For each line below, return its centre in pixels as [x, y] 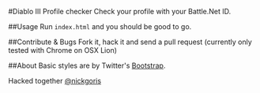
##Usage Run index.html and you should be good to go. [100, 26]
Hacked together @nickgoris [55, 81]
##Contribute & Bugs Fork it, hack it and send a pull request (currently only [130, 42]
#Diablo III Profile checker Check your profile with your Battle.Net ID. [120, 11]
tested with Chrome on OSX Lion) [62, 50]
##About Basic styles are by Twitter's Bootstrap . [87, 65]
